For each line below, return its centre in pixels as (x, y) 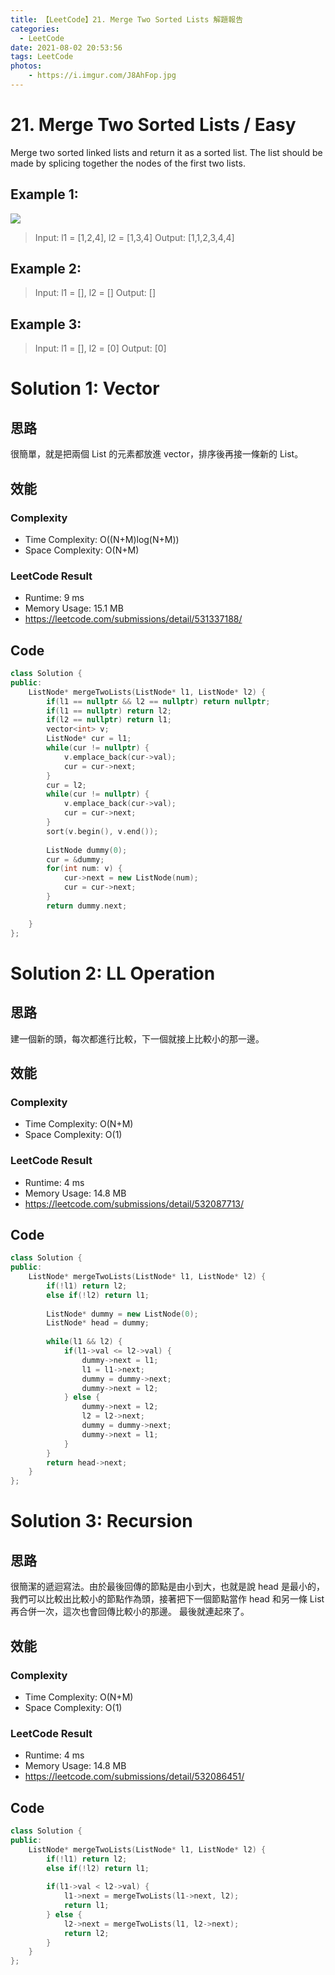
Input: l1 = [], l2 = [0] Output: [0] (100, 348)
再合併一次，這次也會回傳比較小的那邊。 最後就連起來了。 (130, 1612)
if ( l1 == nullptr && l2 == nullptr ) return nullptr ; (158, 701)
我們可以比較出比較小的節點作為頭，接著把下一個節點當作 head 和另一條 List (167, 1599)
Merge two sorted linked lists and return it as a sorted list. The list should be (166, 152)
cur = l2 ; (66, 785)
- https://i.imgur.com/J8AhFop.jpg (102, 76)
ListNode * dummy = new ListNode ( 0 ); (122, 1314)
